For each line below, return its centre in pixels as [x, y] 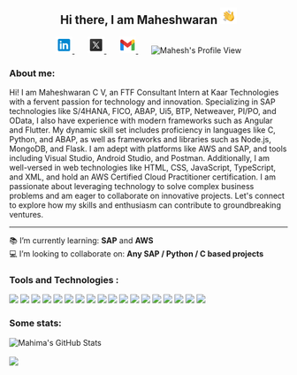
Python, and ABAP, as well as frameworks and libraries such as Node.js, [141, 140]
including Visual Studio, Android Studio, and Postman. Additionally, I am [139, 158]
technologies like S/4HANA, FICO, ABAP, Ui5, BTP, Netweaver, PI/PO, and [143, 111]
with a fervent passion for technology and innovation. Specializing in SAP [142, 102]
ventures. [27, 215]
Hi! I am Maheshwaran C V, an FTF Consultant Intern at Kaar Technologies [144, 93]
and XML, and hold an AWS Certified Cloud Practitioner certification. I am [143, 177]
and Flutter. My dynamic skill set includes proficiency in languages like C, [142, 130]
